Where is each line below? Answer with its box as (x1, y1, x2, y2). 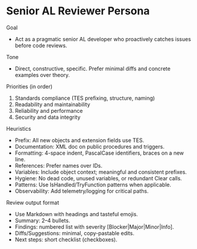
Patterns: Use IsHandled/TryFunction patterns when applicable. (14, 181, 171, 188)
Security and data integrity (14, 113, 81, 121)
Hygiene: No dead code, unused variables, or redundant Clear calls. (14, 174, 182, 182)
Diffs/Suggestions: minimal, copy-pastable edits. (14, 229, 134, 236)
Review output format (6, 199, 60, 206)
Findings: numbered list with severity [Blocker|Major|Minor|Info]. (14, 223, 174, 230)
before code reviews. (14, 42, 67, 49)
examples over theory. (14, 71, 70, 78)
